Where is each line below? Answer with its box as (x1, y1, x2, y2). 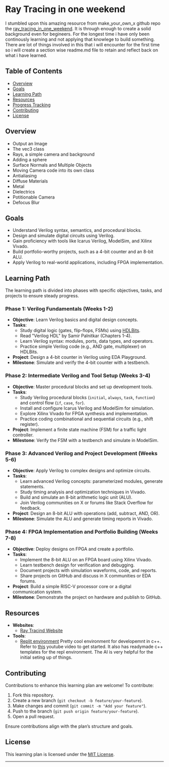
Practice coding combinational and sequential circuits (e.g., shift (20, 416, 153, 422)
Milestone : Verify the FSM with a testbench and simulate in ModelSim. (12, 437, 159, 443)
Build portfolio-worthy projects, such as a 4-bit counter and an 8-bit (12, 248, 153, 255)
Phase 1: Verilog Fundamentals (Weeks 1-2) (5, 305, 113, 312)
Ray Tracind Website (20, 627, 63, 633)
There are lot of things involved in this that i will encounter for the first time (5, 41, 160, 47)
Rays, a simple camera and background (12, 151, 95, 157)
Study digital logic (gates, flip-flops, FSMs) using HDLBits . (20, 328, 141, 334)
